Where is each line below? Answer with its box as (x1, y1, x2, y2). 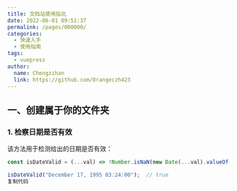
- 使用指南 (13, 43, 42, 50)
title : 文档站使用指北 (7, 10, 67, 18)
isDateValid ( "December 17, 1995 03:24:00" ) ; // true (7, 171, 169, 178)
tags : (7, 50, 23, 57)
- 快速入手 (13, 37, 42, 44)
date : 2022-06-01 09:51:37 (7, 17, 87, 24)
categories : (7, 30, 42, 37)
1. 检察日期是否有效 (7, 127, 73, 137)
